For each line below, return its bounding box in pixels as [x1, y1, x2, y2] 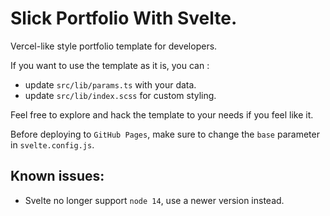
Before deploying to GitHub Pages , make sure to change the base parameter [10, 128, 320, 140]
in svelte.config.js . [10, 138, 95, 151]
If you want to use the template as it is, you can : [10, 59, 210, 71]
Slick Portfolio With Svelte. [10, 7, 238, 30]
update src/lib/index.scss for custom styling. [24, 89, 217, 101]
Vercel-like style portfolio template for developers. [10, 40, 218, 52]
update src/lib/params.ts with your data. [24, 78, 197, 91]
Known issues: [10, 168, 105, 185]
